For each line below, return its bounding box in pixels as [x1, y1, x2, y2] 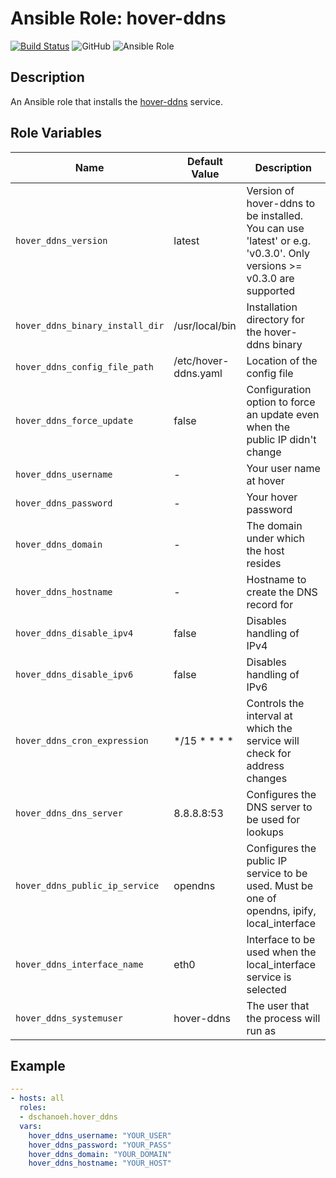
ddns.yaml [173, 366, 223, 380]
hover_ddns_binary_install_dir [15, 320, 165, 331]
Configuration [246, 382, 312, 396]
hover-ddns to [246, 196, 316, 210]
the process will [246, 1011, 321, 1025]
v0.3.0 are [246, 271, 295, 285]
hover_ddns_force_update [15, 415, 134, 426]
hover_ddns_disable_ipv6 [15, 668, 134, 680]
